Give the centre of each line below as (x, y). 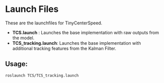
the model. (23, 38)
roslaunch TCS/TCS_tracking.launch (42, 76)
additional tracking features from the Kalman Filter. (64, 48)
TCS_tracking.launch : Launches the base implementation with (77, 43)
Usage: (17, 64)
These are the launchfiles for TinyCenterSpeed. (54, 23)
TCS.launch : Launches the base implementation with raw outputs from (85, 32)
